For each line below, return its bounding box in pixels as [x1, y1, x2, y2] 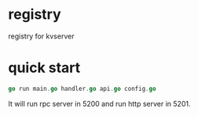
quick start [8, 59, 81, 77]
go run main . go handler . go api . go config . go [8, 85, 156, 92]
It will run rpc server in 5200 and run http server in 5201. [8, 99, 191, 108]
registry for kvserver [8, 31, 75, 41]
